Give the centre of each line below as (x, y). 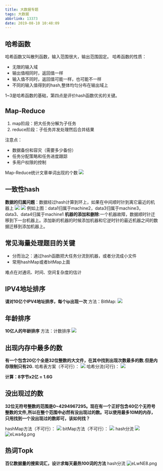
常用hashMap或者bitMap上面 (41, 262)
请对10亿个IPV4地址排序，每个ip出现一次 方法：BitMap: (61, 301)
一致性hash (22, 189)
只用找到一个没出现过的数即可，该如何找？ (48, 418)
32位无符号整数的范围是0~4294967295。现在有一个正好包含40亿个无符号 (80, 406)
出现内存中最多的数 (34, 348)
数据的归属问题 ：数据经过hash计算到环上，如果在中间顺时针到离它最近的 (78, 202)
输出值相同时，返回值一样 (38, 73)
